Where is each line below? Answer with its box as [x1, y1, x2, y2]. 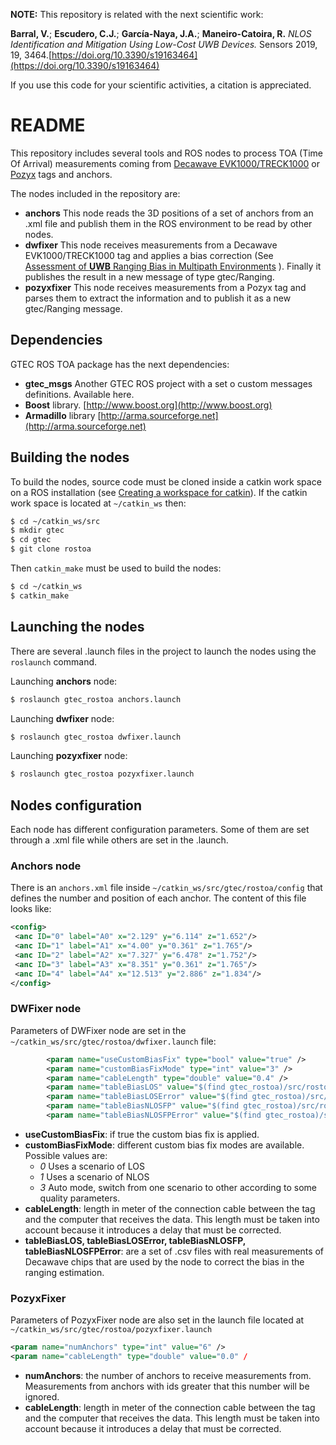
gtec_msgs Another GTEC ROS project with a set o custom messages [24, 377, 313, 389]
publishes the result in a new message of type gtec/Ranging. [24, 270, 275, 283]
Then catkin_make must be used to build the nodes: [10, 562, 222, 574]
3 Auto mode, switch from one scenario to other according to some [39, 1181, 317, 1193]
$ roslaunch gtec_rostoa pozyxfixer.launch [10, 769, 195, 779]
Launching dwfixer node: [10, 712, 115, 724]
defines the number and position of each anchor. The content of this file [10, 892, 307, 904]
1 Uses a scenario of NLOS [39, 1170, 150, 1183]
